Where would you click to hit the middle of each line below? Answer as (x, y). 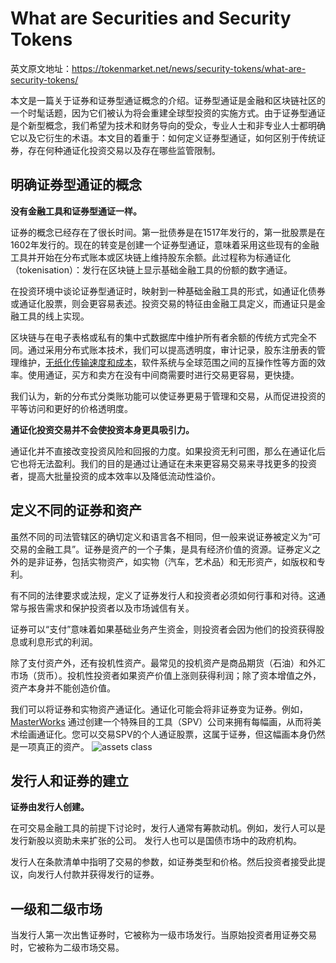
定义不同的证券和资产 (76, 510)
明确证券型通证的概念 (76, 185)
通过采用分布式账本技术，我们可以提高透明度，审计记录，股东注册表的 (172, 349)
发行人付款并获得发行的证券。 (98, 874)
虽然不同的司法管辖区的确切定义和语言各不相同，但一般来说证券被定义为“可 (166, 536)
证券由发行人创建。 (50, 807)
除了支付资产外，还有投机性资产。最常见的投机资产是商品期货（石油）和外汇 (168, 663)
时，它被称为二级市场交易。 (67, 948)
